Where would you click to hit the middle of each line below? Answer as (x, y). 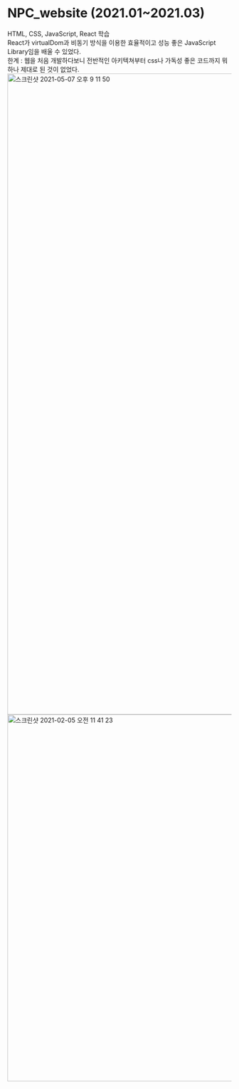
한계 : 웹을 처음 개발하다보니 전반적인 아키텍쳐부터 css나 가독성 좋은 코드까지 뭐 (118, 60)
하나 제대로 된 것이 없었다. (43, 69)
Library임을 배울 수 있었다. (44, 51)
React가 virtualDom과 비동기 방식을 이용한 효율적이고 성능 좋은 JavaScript (112, 42)
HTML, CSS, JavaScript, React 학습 (59, 33)
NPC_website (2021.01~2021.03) (106, 13)
